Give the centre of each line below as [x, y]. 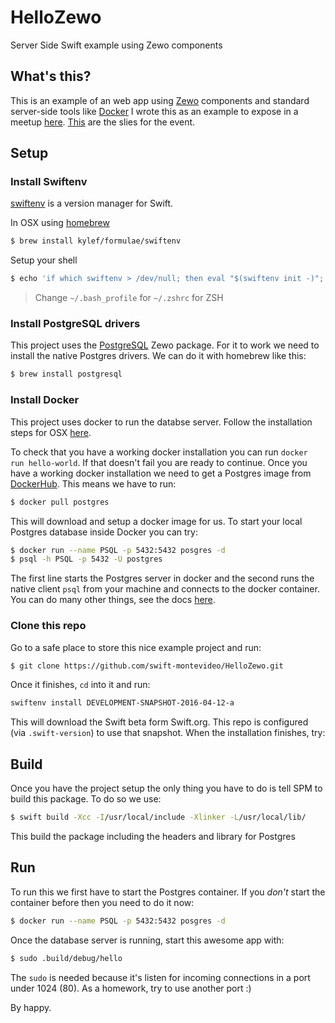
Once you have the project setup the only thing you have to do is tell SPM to [166, 788]
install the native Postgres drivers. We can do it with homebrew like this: [158, 356]
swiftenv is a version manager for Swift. [92, 203]
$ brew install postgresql [66, 374]
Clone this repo [48, 626]
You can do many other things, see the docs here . [113, 600]
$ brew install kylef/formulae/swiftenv [96, 241]
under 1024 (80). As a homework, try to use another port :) [131, 988]
